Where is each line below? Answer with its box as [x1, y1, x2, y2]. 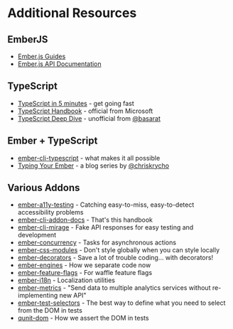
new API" [59, 291, 87, 300]
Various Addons [7, 182, 80, 194]
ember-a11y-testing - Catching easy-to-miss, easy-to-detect [17, 200, 195, 209]
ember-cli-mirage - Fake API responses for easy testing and [17, 223, 194, 232]
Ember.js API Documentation [17, 60, 102, 68]
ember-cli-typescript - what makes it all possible [17, 153, 161, 162]
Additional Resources [7, 5, 137, 21]
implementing [17, 291, 58, 300]
